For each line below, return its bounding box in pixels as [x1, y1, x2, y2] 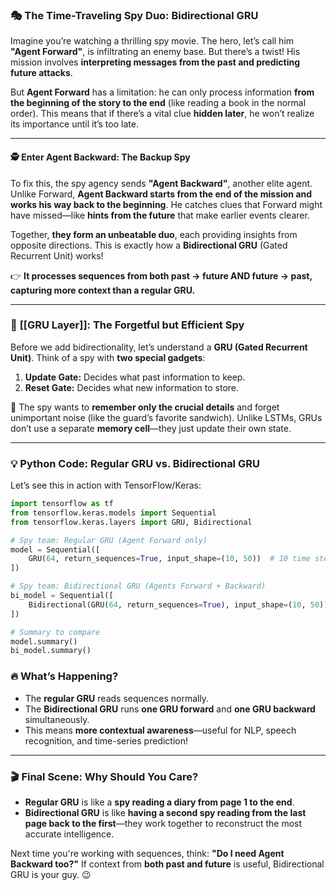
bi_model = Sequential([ [10, 591, 114, 601]
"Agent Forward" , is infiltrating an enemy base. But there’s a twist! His [10, 46, 301, 58]
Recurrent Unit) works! [10, 249, 104, 262]
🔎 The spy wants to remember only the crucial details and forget [10, 401, 280, 413]
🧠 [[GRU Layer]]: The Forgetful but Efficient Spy [10, 318, 245, 332]
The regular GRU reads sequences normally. [24, 692, 210, 704]
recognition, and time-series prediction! [24, 734, 188, 747]
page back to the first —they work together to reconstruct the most [24, 817, 303, 829]
